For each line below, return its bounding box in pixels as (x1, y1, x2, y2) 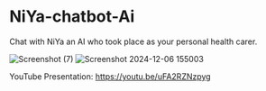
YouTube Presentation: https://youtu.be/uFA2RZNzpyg (9, 70, 211, 82)
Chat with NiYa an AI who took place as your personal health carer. (9, 36, 258, 47)
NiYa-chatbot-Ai (9, 6, 135, 27)
